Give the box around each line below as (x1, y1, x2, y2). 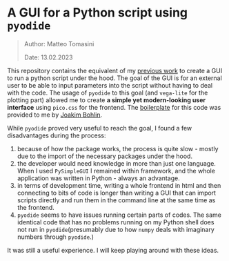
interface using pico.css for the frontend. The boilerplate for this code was (7, 103, 221, 111)
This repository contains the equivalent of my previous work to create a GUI (7, 66, 223, 75)
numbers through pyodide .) (17, 233, 94, 241)
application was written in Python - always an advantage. (17, 174, 181, 182)
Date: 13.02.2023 (23, 53, 74, 61)
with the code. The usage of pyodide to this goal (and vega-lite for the (7, 88, 208, 97)
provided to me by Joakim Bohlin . (7, 110, 103, 119)
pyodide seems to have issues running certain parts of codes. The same (17, 211, 222, 219)
